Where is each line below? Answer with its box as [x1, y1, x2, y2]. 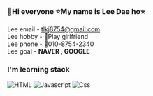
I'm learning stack [7, 65, 70, 74]
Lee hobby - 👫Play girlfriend [7, 33, 89, 41]
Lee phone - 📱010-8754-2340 [7, 40, 94, 48]
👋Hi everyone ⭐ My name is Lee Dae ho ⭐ [7, 6, 145, 16]
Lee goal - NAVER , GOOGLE [7, 47, 90, 56]
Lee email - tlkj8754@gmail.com [7, 25, 101, 33]
